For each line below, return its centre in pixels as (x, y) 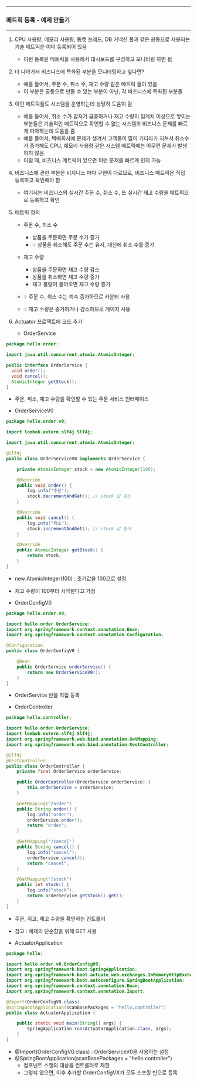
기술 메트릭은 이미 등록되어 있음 (50, 47)
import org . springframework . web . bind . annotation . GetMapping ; (82, 740)
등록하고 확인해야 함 (37, 180)
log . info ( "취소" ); (48, 523)
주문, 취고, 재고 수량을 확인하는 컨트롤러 (60, 918)
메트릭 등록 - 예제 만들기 (38, 20)
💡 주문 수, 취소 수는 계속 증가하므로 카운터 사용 (77, 297)
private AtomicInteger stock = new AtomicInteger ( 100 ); (86, 469)
